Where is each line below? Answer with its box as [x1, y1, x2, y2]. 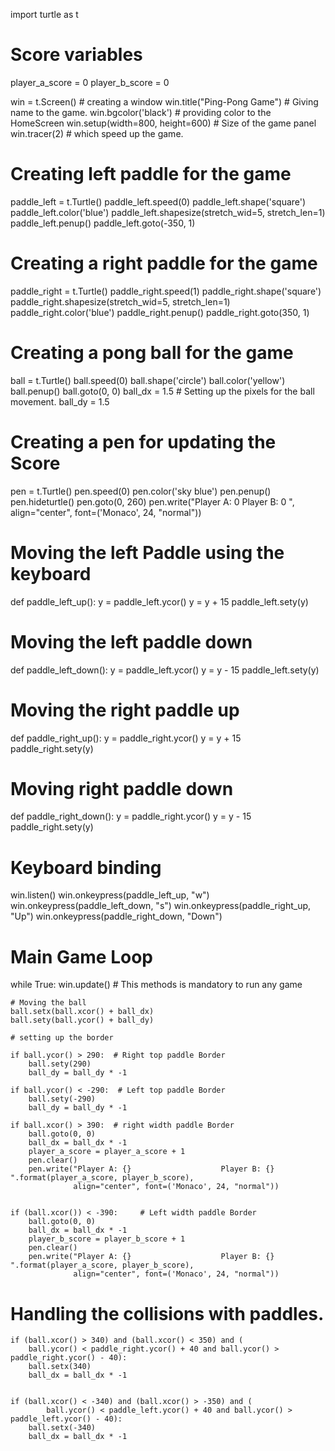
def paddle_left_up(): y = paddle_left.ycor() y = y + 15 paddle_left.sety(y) [10, 595, 309, 608]
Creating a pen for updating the [10, 430, 277, 453]
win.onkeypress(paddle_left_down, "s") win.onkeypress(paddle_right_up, [10, 900, 312, 912]
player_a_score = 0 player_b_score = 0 [10, 76, 170, 88]
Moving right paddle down [10, 777, 234, 800]
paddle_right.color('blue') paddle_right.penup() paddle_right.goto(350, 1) [10, 306, 310, 318]
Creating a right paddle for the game [10, 252, 318, 275]
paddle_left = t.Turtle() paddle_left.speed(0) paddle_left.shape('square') [10, 195, 307, 208]
